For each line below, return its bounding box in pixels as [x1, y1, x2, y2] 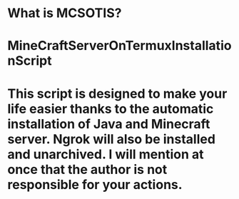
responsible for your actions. [7, 176, 183, 193]
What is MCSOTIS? [7, 5, 122, 21]
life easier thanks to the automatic [7, 101, 214, 117]
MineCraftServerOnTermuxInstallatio [7, 38, 232, 54]
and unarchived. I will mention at [7, 146, 204, 162]
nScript [7, 53, 52, 69]
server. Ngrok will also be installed [7, 131, 216, 147]
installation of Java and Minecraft [7, 116, 210, 132]
